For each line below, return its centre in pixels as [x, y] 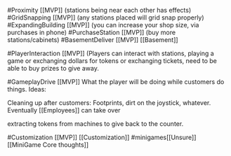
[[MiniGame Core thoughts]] [48, 145]
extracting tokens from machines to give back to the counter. [95, 124]
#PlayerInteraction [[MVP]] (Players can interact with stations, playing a [111, 53]
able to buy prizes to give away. [53, 68]
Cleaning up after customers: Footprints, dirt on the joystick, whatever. [109, 103]
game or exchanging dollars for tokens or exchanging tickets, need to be [112, 61]
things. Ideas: [27, 89]
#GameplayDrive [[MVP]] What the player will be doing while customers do [116, 82]
